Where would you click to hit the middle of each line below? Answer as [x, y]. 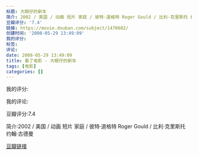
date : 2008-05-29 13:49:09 [39, 55]
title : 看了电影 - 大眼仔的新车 [41, 60]
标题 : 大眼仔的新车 [27, 11]
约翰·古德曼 [20, 134]
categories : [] [25, 72]
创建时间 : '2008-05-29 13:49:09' [45, 33]
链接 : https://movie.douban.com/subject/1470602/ [67, 28]
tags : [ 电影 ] [21, 66]
